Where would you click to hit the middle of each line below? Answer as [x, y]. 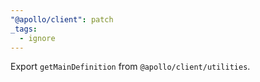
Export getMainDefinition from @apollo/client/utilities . [130, 67]
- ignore [37, 38]
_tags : [24, 29]
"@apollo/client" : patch [62, 19]
